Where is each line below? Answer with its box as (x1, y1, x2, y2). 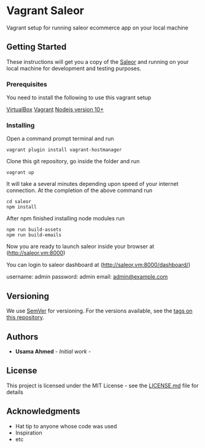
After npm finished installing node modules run (6, 215, 125, 222)
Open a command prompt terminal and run (6, 135, 115, 142)
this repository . (6, 314, 45, 321)
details (6, 388, 23, 396)
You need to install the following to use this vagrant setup (6, 94, 152, 101)
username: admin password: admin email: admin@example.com (6, 273, 168, 280)
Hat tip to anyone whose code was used (15, 422, 117, 430)
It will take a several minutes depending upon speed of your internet (6, 180, 179, 188)
